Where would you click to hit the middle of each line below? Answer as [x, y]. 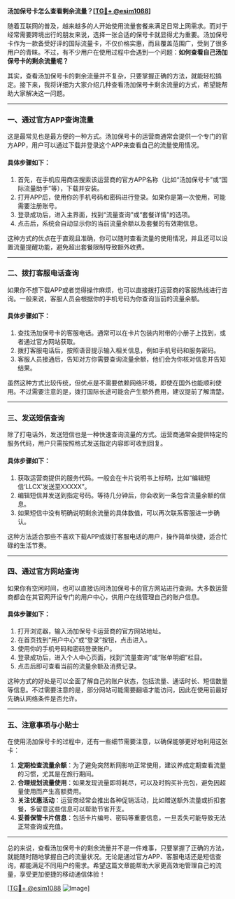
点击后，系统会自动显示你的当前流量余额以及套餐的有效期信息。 [109, 223]
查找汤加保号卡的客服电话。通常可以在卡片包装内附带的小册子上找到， [119, 333]
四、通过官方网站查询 [43, 572]
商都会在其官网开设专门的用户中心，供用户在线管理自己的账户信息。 [105, 597]
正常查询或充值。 [42, 827]
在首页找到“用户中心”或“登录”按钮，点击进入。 [84, 640]
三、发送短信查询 [36, 418]
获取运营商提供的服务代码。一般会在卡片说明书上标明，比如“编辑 [111, 478]
